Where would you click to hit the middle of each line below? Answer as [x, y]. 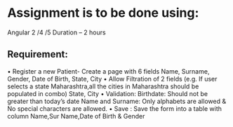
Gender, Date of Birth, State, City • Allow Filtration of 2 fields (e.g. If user [112, 79]
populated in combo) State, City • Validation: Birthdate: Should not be [108, 93]
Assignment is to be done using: [103, 13]
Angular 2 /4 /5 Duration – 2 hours [57, 32]
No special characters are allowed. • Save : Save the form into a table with [115, 108]
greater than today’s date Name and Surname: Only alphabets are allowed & [117, 101]
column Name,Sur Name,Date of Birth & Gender [76, 116]
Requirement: [38, 54]
